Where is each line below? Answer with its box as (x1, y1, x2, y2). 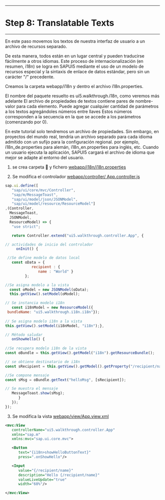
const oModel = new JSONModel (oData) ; (9, 287, 89, 292)
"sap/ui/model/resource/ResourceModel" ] (11, 201, 96, 206)
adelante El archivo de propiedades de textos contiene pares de (5, 98, 135, 104)
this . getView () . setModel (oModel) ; (9, 292, 80, 297)
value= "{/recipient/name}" (18, 468, 74, 473)
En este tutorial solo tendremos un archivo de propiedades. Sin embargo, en (5, 128, 159, 134)
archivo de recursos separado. (5, 43, 67, 49)
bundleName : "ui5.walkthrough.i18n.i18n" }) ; (7, 310, 100, 315)
